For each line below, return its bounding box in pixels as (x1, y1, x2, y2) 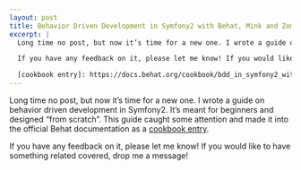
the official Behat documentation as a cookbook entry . (9, 123, 210, 134)
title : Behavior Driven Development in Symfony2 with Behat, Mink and (9, 21, 279, 30)
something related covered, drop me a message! (9, 150, 188, 161)
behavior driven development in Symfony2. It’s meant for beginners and (9, 105, 274, 115)
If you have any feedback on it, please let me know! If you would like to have (9, 140, 291, 151)
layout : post (9, 13, 58, 22)
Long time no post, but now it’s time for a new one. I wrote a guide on (9, 95, 265, 106)
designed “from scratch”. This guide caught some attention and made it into (9, 114, 289, 124)
